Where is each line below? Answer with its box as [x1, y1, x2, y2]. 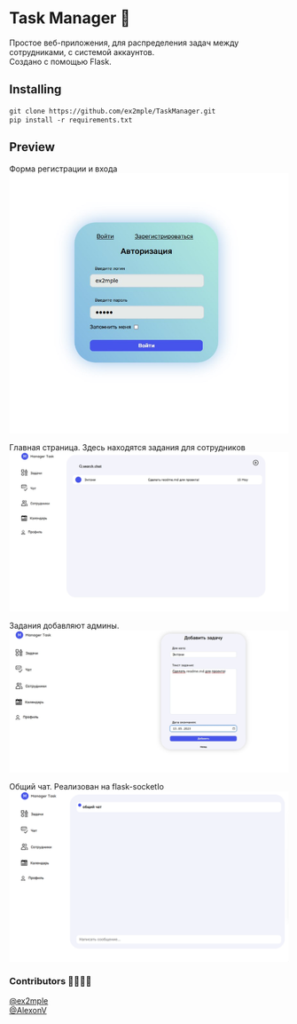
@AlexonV [9, 1004, 47, 1015]
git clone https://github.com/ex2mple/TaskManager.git [9, 107, 216, 115]
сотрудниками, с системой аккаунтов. [9, 46, 155, 57]
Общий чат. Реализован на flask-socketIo [9, 782, 164, 792]
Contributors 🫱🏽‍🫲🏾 [9, 975, 92, 988]
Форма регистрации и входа [9, 163, 118, 174]
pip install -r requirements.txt [9, 115, 133, 124]
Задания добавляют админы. [9, 620, 120, 631]
